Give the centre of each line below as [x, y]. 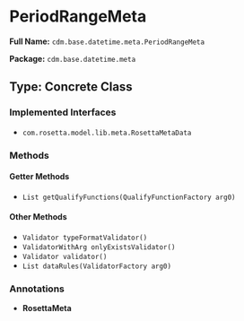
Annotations [37, 289]
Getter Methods [39, 177]
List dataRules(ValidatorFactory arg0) [97, 266]
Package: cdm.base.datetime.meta [73, 58]
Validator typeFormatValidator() [85, 238]
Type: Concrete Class [71, 87]
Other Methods [38, 217]
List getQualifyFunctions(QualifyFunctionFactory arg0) [129, 197]
